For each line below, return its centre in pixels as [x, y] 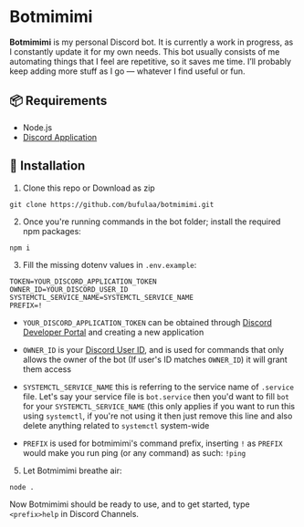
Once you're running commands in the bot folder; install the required [152, 222]
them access [47, 369]
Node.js [37, 127]
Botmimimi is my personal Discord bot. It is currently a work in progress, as [152, 42]
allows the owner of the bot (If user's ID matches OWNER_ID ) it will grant [155, 359]
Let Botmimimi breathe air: [72, 470]
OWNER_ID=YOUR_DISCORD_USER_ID [69, 289]
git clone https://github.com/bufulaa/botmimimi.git [112, 204]
